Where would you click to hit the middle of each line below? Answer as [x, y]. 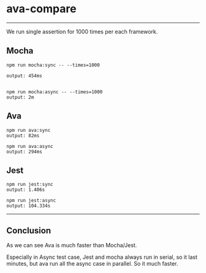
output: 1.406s [26, 190]
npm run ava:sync [29, 130]
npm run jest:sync [30, 185]
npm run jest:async [31, 201]
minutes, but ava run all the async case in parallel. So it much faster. [92, 264]
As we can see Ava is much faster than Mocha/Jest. [72, 245]
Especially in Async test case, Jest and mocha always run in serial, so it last [102, 257]
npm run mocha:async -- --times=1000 [55, 92]
